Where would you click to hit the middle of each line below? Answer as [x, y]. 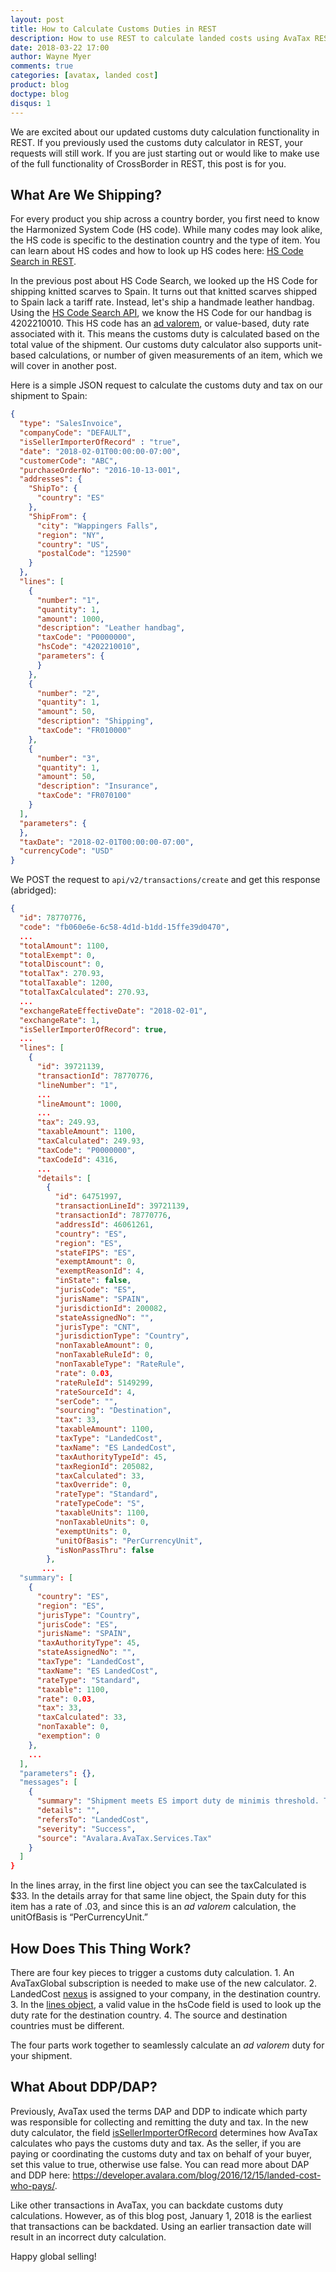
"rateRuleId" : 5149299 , [104, 1382]
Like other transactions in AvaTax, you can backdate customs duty [147, 2205]
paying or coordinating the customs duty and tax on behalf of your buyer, [161, 2153]
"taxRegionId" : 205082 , [104, 1466]
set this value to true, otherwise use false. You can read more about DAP [160, 2164]
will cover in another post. [63, 366]
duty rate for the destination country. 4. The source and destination [149, 2015]
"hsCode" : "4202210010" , [88, 647]
